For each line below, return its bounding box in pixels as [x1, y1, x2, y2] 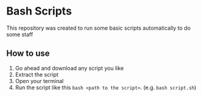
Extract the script [15, 71, 59, 78]
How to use [6, 48, 50, 59]
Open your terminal [15, 77, 64, 84]
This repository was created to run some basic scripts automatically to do [6, 24, 191, 32]
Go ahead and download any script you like [15, 64, 124, 72]
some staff [6, 30, 33, 38]
